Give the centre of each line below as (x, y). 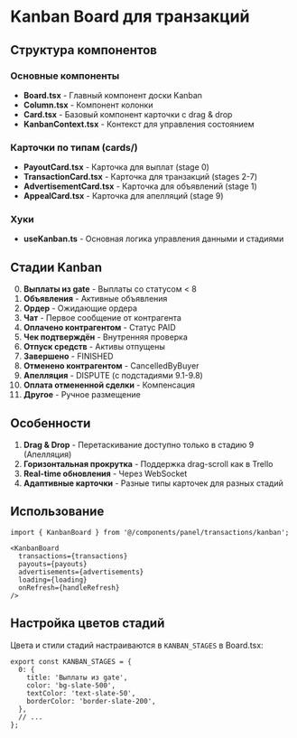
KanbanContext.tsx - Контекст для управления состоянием (139, 124)
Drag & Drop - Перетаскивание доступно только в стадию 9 (139, 445)
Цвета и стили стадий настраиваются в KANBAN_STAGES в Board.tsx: (137, 645)
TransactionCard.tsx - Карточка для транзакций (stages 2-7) (140, 177)
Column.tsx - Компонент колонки (88, 105)
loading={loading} (53, 580)
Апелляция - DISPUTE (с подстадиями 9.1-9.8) (113, 376)
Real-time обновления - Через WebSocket (105, 474)
